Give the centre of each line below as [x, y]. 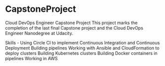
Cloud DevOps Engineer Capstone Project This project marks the [71, 23]
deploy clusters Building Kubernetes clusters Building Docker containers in [81, 53]
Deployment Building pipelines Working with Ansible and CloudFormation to [82, 48]
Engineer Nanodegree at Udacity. [39, 33]
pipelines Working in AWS [31, 58]
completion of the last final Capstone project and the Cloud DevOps [74, 28]
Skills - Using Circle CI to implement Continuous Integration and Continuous [82, 42]
